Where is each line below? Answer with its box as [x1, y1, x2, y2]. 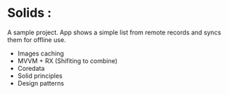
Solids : [7, 5, 51, 21]
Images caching [17, 49, 65, 58]
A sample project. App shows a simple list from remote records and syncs [7, 28, 222, 36]
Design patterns [17, 79, 65, 87]
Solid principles [17, 72, 63, 80]
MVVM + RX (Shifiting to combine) [17, 56, 118, 65]
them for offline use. [7, 35, 66, 43]
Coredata [17, 64, 45, 72]
